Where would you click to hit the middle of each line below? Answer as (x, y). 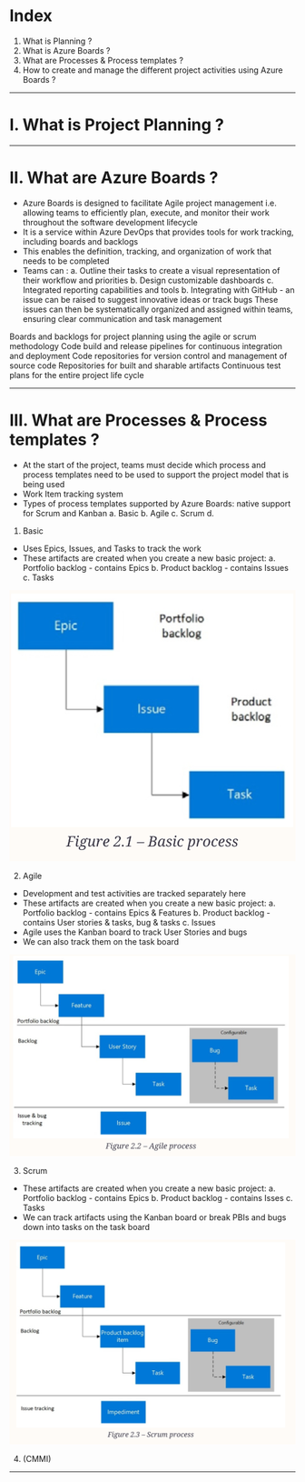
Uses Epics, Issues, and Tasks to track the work (112, 548)
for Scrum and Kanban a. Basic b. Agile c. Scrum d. (118, 513)
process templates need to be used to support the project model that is (155, 475)
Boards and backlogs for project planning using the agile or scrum (133, 336)
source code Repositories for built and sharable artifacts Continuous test (145, 365)
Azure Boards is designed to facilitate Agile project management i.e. (149, 203)
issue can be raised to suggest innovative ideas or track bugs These (150, 299)
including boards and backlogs (80, 241)
